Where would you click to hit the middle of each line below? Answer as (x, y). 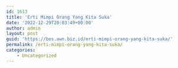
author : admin (24, 28)
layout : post (22, 34)
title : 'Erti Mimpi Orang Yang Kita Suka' (59, 17)
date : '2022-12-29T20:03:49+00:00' (50, 22)
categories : (21, 50)
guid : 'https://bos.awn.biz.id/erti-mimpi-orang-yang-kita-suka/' (90, 39)
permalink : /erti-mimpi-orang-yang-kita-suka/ (64, 45)
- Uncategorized (37, 56)
